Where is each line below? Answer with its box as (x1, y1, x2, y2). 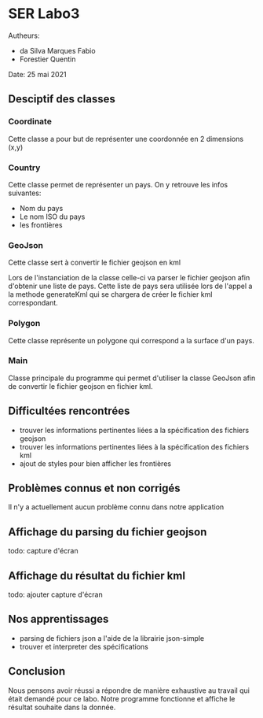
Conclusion (8, 664, 66, 678)
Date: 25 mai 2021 (8, 69, 67, 79)
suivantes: (8, 188, 42, 198)
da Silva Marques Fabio (19, 46, 96, 55)
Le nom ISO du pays (19, 212, 86, 221)
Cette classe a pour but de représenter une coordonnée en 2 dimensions (8, 134, 244, 143)
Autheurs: (8, 31, 40, 40)
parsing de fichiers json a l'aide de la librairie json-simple (19, 633, 205, 642)
